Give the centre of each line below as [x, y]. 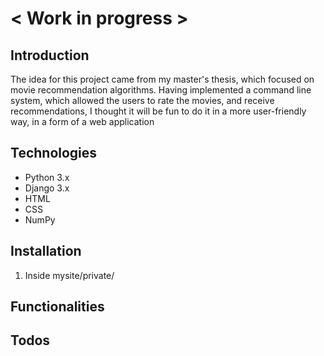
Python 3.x [47, 177]
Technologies [54, 153]
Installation [46, 251]
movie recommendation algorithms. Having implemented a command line [161, 90]
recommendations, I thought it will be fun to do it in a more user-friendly [158, 111]
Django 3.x [47, 188]
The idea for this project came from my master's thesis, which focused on [162, 79]
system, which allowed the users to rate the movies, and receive [142, 100]
